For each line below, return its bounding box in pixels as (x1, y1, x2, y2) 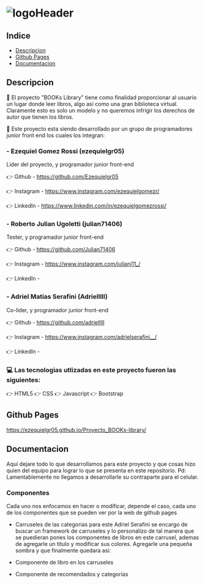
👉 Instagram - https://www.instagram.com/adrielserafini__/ (6, 333, 157, 340)
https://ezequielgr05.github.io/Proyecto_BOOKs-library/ (6, 426, 147, 433)
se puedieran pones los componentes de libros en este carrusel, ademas (15, 533, 199, 541)
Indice (6, 31, 31, 41)
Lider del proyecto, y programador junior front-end (6, 161, 135, 168)
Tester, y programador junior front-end (6, 233, 104, 241)
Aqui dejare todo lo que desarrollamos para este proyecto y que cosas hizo (6, 460, 196, 468)
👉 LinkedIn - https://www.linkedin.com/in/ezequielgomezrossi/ (6, 202, 167, 209)
